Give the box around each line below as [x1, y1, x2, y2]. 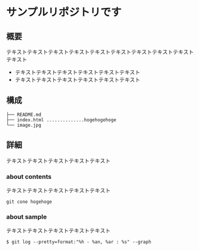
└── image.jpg [6, 122, 42, 128]
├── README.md [6, 112, 42, 118]
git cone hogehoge [6, 199, 52, 205]
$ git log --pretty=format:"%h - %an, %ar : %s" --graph [6, 239, 152, 245]
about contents [6, 172, 52, 181]
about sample [6, 213, 47, 221]
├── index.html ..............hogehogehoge [6, 116, 117, 123]
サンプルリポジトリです [6, 5, 122, 19]
